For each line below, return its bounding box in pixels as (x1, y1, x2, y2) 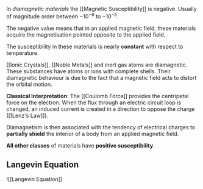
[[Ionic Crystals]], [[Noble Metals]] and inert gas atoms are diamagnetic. (6, 61, 188, 68)
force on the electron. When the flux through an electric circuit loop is (6, 99, 182, 106)
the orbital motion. (6, 80, 52, 88)
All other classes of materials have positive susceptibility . (6, 141, 155, 149)
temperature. (6, 49, 39, 57)
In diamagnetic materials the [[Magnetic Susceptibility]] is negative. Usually (6, 5, 197, 12)
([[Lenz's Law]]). (6, 112, 49, 119)
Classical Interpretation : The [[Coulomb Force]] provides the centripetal (6, 92, 189, 99)
